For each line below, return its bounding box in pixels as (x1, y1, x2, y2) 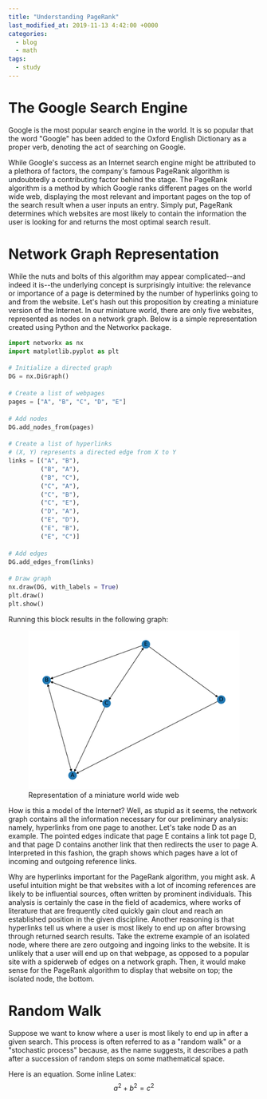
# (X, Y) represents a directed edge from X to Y (8, 448, 177, 457)
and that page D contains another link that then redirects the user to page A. (8, 839, 259, 849)
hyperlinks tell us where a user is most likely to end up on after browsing (8, 922, 246, 932)
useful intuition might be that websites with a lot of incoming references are (8, 880, 257, 890)
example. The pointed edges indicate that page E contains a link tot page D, (8, 831, 257, 840)
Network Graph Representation (8, 245, 219, 263)
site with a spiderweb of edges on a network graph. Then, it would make (8, 957, 246, 966)
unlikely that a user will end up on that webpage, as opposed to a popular (8, 948, 249, 958)
